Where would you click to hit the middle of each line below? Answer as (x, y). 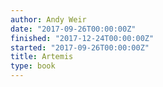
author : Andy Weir (48, 19)
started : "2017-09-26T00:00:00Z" (80, 47)
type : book (33, 66)
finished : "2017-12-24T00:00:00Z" (82, 38)
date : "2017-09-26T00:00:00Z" (73, 29)
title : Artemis (42, 57)
